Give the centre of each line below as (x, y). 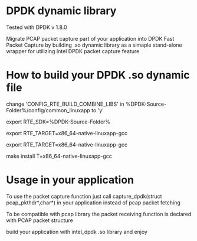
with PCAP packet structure (40, 220)
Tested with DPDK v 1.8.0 (37, 27)
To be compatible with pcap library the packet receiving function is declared (99, 214)
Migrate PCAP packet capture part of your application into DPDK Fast (90, 38)
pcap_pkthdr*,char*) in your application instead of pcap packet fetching (93, 203)
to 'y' (98, 110)
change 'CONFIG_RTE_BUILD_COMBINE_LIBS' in (65, 104)
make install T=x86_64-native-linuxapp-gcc (59, 156)
